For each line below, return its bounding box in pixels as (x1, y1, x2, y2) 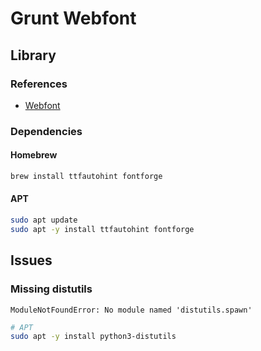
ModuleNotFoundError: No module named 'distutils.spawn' (10, 305, 253, 315)
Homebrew (10, 149, 58, 161)
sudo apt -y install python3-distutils (10, 332, 177, 342)
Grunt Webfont (10, 7, 137, 30)
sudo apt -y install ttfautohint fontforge (10, 224, 195, 234)
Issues (10, 252, 53, 269)
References (10, 77, 68, 91)
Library (10, 47, 57, 64)
